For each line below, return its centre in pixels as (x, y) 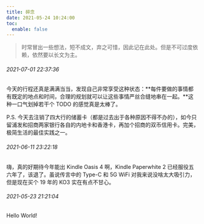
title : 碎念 (20, 12)
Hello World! (22, 215)
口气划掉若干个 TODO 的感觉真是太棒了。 (69, 104)
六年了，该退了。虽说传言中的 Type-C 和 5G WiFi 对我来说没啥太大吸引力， (101, 174)
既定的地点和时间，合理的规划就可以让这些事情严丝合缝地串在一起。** (100, 97)
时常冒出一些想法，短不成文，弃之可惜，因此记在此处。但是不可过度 (107, 47)
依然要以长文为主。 (56, 55)
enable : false (30, 29)
